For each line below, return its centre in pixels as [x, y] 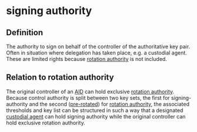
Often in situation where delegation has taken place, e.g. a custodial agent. [96, 53]
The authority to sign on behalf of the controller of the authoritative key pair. [98, 46]
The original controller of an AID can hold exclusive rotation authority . [90, 92]
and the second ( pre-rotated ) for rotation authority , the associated [109, 104]
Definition [24, 33]
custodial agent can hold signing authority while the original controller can [96, 116]
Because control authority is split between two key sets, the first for [88, 97]
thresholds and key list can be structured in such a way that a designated [95, 110]
